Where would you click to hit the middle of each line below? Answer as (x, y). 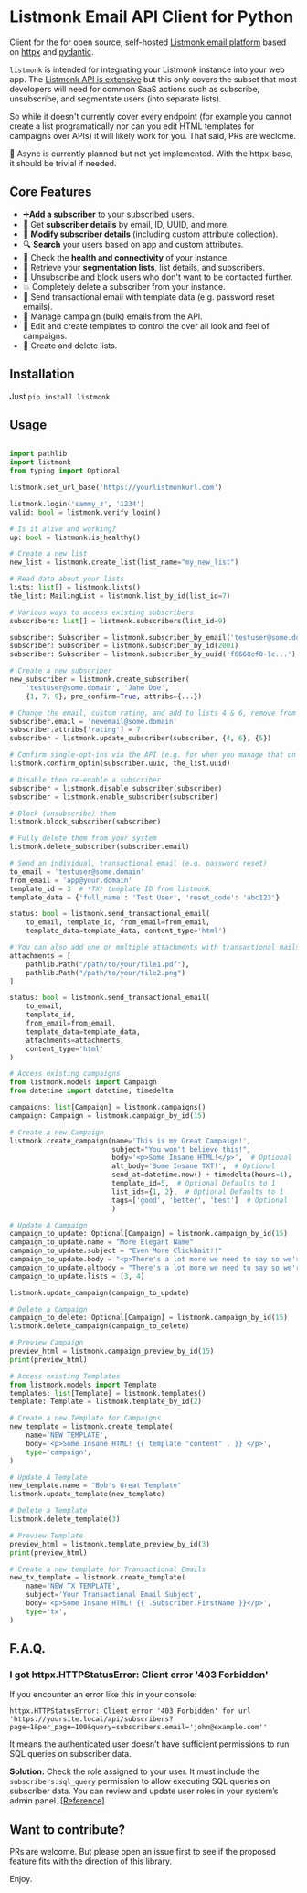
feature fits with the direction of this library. (90, 1861)
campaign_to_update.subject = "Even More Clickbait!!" (116, 1251)
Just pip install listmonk (60, 396)
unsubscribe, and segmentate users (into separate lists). (116, 99)
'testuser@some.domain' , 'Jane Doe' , (98, 687)
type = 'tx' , (47, 1611)
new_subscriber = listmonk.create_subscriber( (100, 679)
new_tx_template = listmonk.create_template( (97, 1578)
